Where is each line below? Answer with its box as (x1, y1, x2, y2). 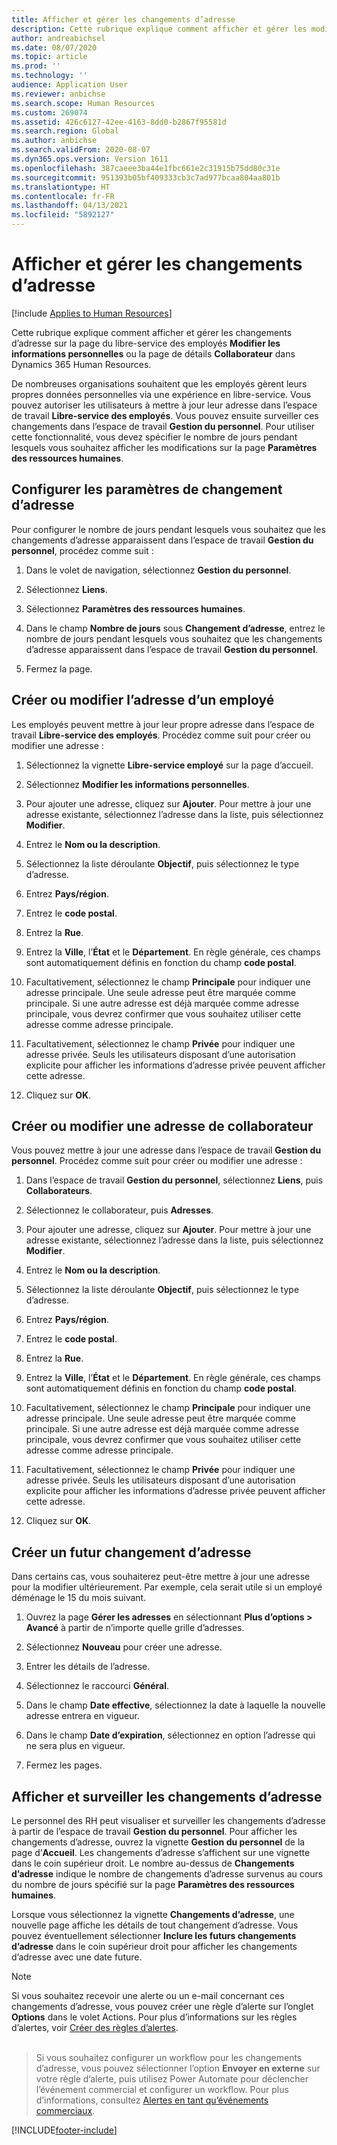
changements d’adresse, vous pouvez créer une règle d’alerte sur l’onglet (11, 2001, 314, 2012)
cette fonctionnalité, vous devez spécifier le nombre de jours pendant (11, 431, 298, 443)
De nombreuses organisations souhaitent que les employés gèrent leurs (11, 377, 308, 390)
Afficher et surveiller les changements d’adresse (11, 1788, 323, 1805)
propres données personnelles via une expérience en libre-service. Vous (11, 388, 312, 400)
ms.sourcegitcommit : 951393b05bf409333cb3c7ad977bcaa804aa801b (11, 172, 281, 183)
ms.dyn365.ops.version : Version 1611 (11, 154, 169, 164)
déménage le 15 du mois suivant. (11, 1592, 147, 1604)
